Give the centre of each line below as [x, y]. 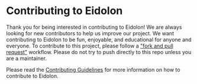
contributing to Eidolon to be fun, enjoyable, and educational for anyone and [99, 39]
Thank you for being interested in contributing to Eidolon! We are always [94, 27]
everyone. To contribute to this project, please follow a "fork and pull [90, 46]
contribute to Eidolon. [33, 76]
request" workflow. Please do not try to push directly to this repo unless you [99, 52]
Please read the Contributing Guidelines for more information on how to [93, 69]
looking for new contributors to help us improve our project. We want [90, 33]
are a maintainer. [27, 58]
